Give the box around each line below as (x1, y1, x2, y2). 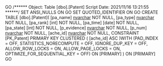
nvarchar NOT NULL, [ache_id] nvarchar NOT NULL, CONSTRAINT (5, 30, 140, 36)
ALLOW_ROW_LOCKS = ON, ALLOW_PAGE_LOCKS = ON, (5, 46, 121, 51)
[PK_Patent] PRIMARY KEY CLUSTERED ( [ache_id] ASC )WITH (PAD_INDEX (5, 35, 159, 41)
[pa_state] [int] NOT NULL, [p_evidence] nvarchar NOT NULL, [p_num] (5, 25, 147, 31)
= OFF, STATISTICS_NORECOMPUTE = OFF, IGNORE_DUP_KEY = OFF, (5, 41, 148, 46)
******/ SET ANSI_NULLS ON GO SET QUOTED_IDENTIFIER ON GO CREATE (5, 9, 158, 15)
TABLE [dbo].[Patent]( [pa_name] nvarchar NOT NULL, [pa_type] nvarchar (5, 15, 155, 20)
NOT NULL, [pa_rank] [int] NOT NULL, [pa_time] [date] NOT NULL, (5, 20, 140, 25)
